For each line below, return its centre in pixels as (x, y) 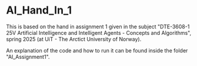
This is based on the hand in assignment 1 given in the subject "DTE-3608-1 (98, 27)
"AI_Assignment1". (28, 57)
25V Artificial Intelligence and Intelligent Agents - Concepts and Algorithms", (99, 32)
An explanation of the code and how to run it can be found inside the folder (97, 50)
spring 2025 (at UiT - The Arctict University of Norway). (74, 39)
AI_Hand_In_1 (39, 10)
